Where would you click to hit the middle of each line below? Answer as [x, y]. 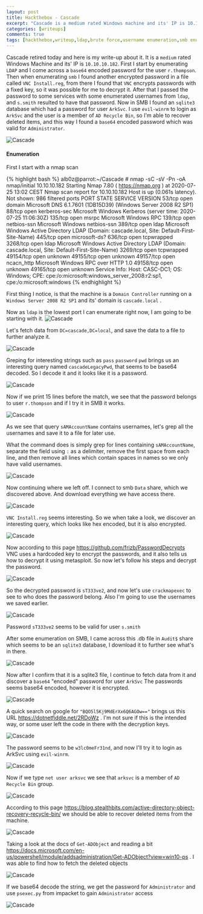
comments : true [25, 35]
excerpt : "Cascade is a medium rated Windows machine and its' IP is [96, 23]
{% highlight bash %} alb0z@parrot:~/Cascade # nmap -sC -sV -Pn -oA [96, 179]
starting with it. [25, 318]
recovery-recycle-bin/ [34, 814]
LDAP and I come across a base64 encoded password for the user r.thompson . [101, 70]
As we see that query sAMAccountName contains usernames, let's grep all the [100, 427]
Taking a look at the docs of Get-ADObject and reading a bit [79, 844]
